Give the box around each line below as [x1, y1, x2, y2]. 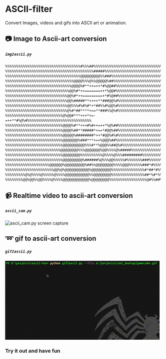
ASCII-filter [5, 3, 53, 15]
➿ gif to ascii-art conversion [5, 234, 96, 243]
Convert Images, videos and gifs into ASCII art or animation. [5, 20, 127, 26]
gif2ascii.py [5, 249, 32, 254]
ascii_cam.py [5, 209, 32, 214]
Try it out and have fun [5, 347, 61, 354]
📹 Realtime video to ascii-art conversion [5, 191, 133, 200]
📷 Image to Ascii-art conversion [5, 35, 107, 43]
